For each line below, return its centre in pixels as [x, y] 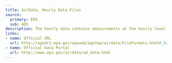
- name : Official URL [28, 39]
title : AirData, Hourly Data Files [43, 10]
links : [12, 34]
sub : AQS [19, 24]
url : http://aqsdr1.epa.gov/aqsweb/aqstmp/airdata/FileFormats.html [84, 43]
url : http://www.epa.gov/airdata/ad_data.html [60, 52]
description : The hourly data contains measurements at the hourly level [86, 29]
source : [14, 15]
